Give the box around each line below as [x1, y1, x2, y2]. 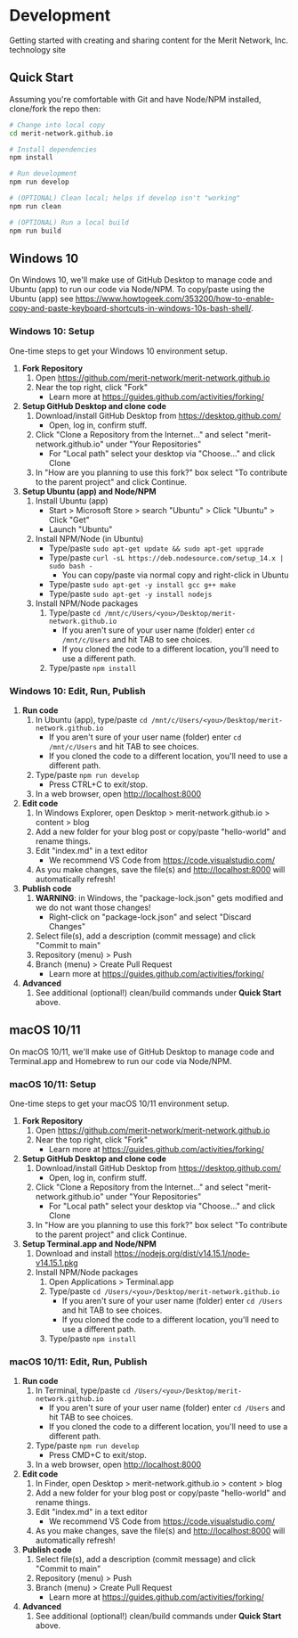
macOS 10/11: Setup [9, 1077, 97, 1090]
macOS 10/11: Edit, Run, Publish [9, 1355, 148, 1368]
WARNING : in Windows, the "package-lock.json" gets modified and [35, 892, 284, 903]
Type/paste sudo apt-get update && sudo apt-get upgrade [48, 543, 264, 553]
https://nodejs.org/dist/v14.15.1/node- [114, 1249, 251, 1259]
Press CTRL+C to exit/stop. [48, 779, 149, 790]
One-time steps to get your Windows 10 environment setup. [9, 345, 229, 356]
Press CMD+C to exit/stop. [48, 1450, 147, 1461]
